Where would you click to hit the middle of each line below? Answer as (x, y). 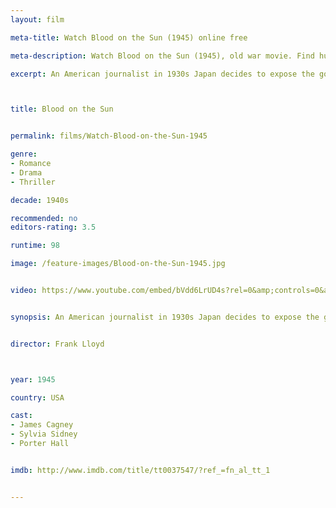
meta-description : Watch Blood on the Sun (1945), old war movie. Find (162, 56)
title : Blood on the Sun (62, 109)
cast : (21, 416)
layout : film (37, 19)
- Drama (26, 172)
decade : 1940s (40, 200)
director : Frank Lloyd (57, 344)
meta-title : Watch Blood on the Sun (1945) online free (129, 37)
